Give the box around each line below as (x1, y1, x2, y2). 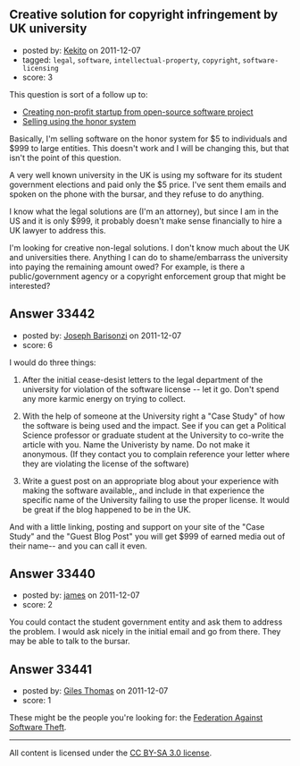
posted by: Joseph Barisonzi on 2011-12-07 (21, 330, 182, 341)
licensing (21, 64, 60, 72)
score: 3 (21, 72, 54, 82)
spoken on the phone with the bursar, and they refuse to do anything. (9, 188, 264, 200)
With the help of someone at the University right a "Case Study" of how (21, 411, 286, 421)
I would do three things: (9, 357, 96, 368)
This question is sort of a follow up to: (9, 89, 148, 99)
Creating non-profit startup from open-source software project (21, 106, 254, 117)
